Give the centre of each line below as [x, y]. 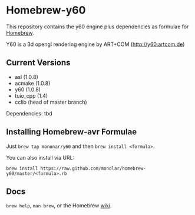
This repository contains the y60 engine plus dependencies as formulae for [97, 27]
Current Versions [38, 63]
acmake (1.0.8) [32, 83]
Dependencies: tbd [29, 113]
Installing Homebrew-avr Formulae [72, 132]
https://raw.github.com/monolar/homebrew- [93, 168]
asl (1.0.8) [26, 77]
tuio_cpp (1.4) [31, 95]
